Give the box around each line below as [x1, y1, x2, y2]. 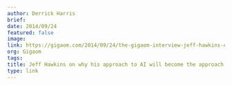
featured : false [7, 29, 54, 36]
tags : [7, 55, 23, 62]
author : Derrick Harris [7, 10, 76, 17]
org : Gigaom [7, 49, 41, 56]
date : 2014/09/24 [7, 23, 57, 29]
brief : [7, 16, 26, 23]
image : [7, 36, 26, 42]
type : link [7, 67, 39, 74]
